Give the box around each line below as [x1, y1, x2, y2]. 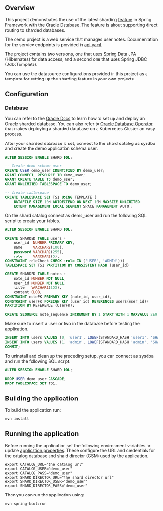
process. [5, 131, 23, 137]
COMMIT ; [5, 344, 21, 349]
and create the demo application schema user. [5, 145, 98, 151]
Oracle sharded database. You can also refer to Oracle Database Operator [5, 121, 153, 127]
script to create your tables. [5, 218, 61, 224]
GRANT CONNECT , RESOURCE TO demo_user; [5, 173, 86, 177]
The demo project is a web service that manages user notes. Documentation [5, 36, 158, 42]
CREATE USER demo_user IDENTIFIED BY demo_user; [5, 168, 105, 173]
